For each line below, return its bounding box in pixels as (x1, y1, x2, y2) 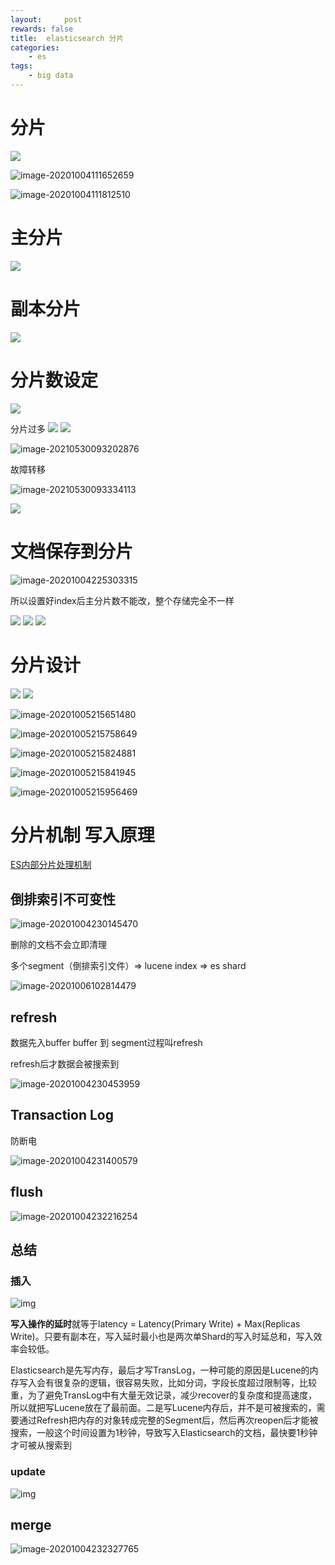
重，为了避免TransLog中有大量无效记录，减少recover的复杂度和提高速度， (10, 1389, 318, 1401)
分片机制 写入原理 (10, 824, 155, 846)
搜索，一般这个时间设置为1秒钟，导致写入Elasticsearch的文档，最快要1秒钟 (10, 1427, 318, 1439)
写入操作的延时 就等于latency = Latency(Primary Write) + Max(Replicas (10, 1318, 301, 1330)
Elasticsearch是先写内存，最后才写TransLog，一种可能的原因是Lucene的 (10, 1364, 310, 1376)
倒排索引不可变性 (10, 891, 116, 908)
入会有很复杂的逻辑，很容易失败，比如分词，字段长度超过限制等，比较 (27, 1377, 317, 1389)
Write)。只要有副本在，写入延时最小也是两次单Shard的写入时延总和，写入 (10, 1331, 314, 1343)
